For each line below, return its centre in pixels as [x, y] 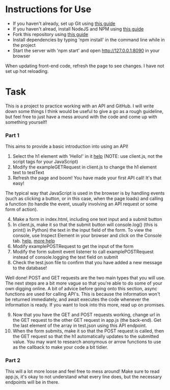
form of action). [22, 209]
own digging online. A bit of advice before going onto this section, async [81, 289]
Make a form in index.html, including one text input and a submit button [87, 219]
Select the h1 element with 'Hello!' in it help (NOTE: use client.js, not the [88, 156]
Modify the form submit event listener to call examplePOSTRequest [83, 252]
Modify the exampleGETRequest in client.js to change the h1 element [84, 167]
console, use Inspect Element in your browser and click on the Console [87, 236]
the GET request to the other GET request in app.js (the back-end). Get [87, 320]
